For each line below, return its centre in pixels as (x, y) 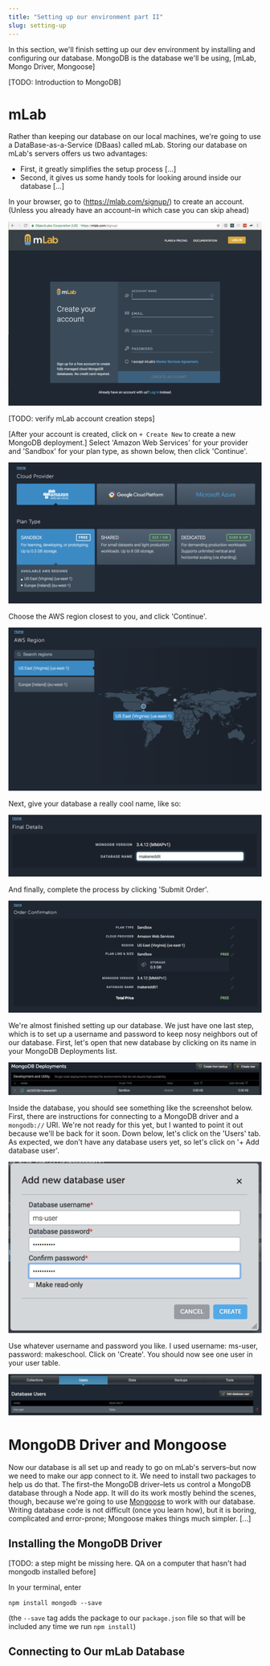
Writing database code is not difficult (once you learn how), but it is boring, (133, 1509)
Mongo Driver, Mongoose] (52, 66)
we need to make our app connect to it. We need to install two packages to (132, 1476)
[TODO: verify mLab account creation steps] (82, 419)
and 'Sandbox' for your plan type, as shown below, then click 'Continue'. (128, 451)
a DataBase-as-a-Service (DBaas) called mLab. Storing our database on (128, 145)
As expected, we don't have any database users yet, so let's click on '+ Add (134, 1141)
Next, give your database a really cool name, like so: (95, 803)
